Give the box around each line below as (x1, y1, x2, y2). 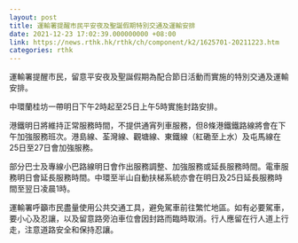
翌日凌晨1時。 (24, 184, 75, 194)
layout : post (9, 12, 58, 22)
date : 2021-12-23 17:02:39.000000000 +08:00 (9, 29, 176, 38)
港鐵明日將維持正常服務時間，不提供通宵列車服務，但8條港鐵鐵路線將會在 (9, 121, 278, 131)
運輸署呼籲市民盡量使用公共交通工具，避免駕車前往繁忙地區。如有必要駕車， (9, 202, 289, 213)
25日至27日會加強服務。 (9, 143, 98, 153)
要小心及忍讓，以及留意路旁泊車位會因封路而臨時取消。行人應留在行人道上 (9, 214, 281, 224)
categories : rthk (9, 46, 74, 55)
